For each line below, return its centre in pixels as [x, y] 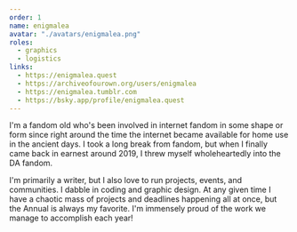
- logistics [40, 59]
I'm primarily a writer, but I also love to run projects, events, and [126, 180]
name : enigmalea [39, 26]
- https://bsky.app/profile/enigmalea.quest [101, 100]
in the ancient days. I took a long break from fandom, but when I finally [139, 144]
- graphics [37, 51]
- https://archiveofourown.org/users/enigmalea [107, 84]
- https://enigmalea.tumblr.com [77, 92]
